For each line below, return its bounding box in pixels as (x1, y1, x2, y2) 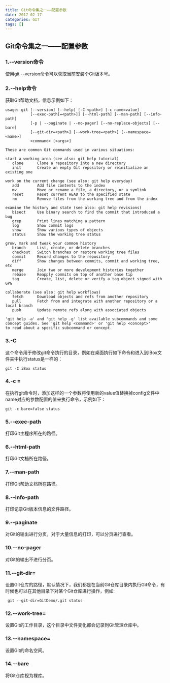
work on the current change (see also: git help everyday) (5, 179, 133, 184)
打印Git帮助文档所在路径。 (5, 481, 60, 487)
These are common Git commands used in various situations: (5, 147, 135, 153)
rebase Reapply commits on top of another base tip (12, 272, 133, 277)
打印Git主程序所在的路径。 (5, 430, 60, 436)
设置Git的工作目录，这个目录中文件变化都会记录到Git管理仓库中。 (5, 622, 142, 628)
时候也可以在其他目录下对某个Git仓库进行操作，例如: (5, 588, 115, 594)
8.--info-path (5, 494, 39, 501)
